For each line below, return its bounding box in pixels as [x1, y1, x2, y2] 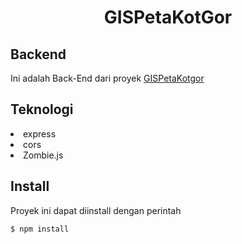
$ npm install [10, 224, 70, 234]
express [23, 127, 57, 140]
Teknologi [10, 101, 74, 118]
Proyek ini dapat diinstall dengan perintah [10, 204, 182, 216]
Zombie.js [23, 149, 64, 161]
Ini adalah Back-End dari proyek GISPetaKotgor [10, 72, 205, 84]
